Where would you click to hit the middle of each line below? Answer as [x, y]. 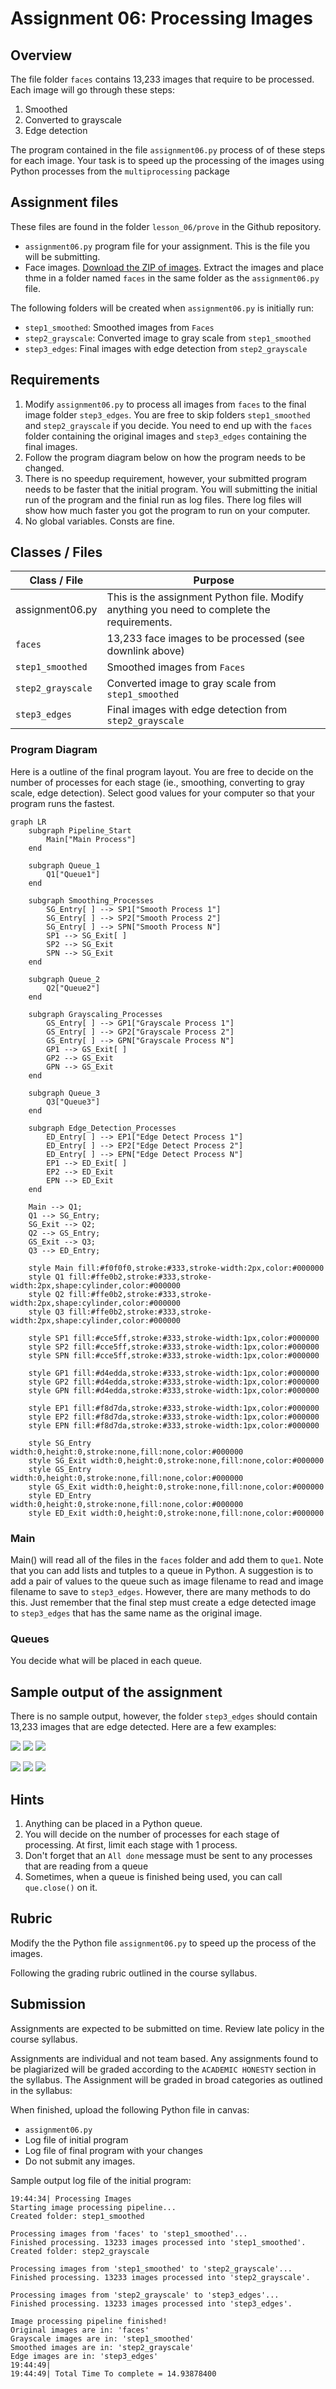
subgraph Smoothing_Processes [91, 900]
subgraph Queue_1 [64, 865]
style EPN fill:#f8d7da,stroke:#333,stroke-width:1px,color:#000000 [174, 1425]
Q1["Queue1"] [73, 874]
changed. [44, 468]
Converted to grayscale [73, 120]
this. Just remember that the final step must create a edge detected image [163, 1603]
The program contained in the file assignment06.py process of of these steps [168, 150]
